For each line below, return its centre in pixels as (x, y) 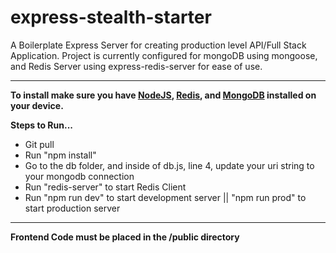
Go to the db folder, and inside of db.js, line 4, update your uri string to (169, 165)
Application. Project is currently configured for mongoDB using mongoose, (164, 55)
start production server (72, 208)
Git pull (39, 144)
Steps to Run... (42, 125)
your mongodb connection (79, 176)
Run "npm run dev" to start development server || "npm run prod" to (165, 197)
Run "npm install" (60, 155)
